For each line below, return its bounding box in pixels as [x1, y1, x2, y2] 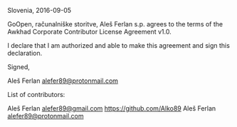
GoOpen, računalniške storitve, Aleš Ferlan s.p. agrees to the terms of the [7, 20, 223, 28]
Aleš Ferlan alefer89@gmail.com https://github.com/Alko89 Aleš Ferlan [7, 104, 216, 113]
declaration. [7, 49, 43, 57]
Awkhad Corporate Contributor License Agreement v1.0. [7, 28, 172, 36]
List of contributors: [7, 91, 65, 98]
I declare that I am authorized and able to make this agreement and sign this [7, 41, 230, 49]
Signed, [7, 63, 30, 71]
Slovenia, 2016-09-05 [7, 6, 72, 14]
